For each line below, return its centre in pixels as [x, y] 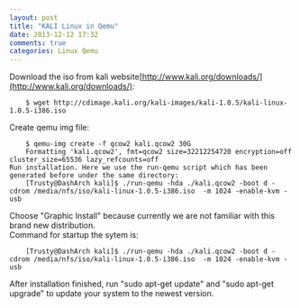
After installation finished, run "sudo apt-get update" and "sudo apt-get [142, 284]
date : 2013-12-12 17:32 [54, 34]
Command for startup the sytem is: [74, 235]
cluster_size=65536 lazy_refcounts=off [84, 160]
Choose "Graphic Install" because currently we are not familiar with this [142, 216]
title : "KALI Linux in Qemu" [64, 26]
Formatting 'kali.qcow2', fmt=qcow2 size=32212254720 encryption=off [159, 152]
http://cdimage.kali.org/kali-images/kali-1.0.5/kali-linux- [171, 103]
